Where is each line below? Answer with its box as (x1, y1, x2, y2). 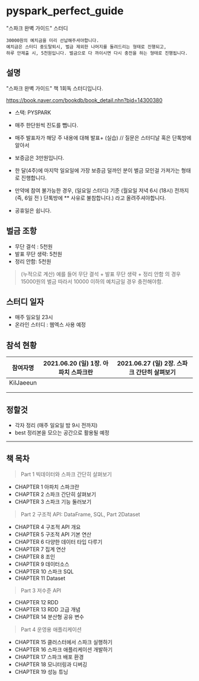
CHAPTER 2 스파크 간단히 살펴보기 (14, 490, 97, 497)
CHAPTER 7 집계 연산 (14, 546, 66, 553)
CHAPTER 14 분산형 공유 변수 (14, 613, 85, 620)
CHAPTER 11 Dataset (14, 575, 66, 582)
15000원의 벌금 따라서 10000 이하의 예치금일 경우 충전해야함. (20, 278, 163, 285)
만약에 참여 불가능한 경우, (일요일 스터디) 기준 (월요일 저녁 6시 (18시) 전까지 (14, 187, 190, 194)
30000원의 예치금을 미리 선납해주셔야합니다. (6, 37, 99, 43)
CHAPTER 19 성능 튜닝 (14, 668, 69, 675)
